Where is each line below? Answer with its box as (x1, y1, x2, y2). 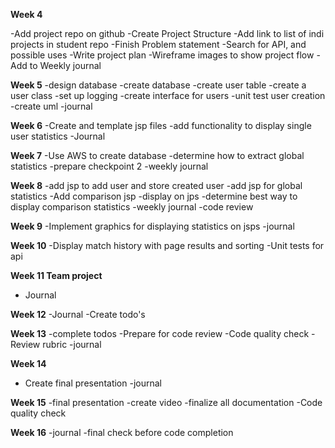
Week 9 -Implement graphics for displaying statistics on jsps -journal (10, 220, 295, 232)
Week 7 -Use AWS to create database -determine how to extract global (10, 150, 305, 161)
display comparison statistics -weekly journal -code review (10, 201, 254, 213)
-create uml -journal (10, 100, 93, 112)
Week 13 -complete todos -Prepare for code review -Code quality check (10, 328, 310, 339)
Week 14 (10, 358, 47, 369)
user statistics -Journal (10, 130, 106, 142)
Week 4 (10, 9, 43, 20)
